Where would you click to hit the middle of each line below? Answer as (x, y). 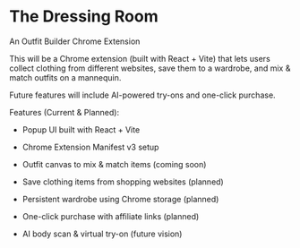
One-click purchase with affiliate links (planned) (111, 216)
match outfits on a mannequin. (65, 77)
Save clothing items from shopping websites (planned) (123, 182)
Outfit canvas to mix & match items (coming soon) (114, 164)
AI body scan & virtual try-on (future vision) (102, 234)
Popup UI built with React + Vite (81, 129)
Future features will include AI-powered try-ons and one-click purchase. (142, 95)
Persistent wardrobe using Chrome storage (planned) (120, 199)
